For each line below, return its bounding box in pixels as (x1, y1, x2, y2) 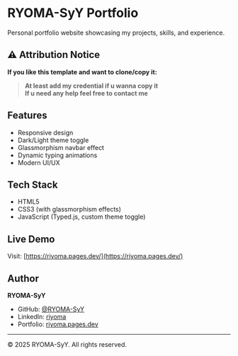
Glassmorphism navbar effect (17, 143, 105, 151)
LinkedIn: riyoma (17, 313, 67, 321)
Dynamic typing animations (17, 151, 98, 159)
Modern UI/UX (17, 158, 60, 167)
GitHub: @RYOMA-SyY (17, 305, 85, 313)
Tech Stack (7, 178, 58, 190)
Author (7, 272, 39, 285)
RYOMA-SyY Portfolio (7, 5, 139, 21)
